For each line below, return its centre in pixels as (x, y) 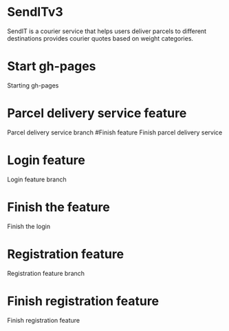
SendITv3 (35, 12)
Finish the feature (58, 207)
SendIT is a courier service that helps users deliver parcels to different (107, 31)
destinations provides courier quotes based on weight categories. (100, 38)
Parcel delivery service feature (97, 113)
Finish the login (29, 226)
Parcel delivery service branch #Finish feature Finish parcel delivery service (115, 132)
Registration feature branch (46, 273)
